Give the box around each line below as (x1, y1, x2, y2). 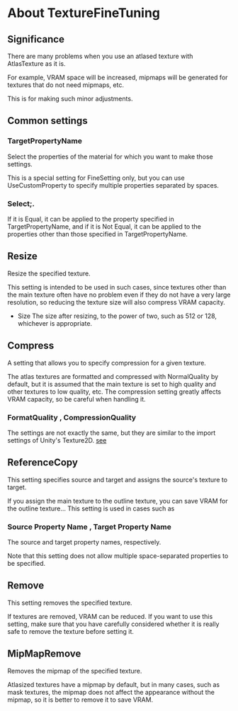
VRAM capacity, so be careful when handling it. (7, 394, 146, 403)
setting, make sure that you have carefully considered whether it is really (7, 620, 220, 628)
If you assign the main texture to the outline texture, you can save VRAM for (7, 496, 228, 505)
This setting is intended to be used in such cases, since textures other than (7, 283, 227, 291)
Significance (7, 33, 65, 45)
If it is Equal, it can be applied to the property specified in (7, 215, 175, 223)
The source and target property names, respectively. (7, 538, 161, 547)
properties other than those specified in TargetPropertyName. (7, 229, 188, 238)
